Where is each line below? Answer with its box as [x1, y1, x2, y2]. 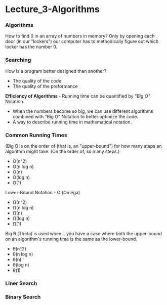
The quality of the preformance [12, 83, 78, 89]
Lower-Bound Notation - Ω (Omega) [5, 190, 80, 196]
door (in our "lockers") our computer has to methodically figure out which [5, 38, 159, 45]
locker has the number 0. [5, 44, 58, 50]
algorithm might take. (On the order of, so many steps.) [5, 148, 120, 155]
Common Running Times [5, 132, 67, 139]
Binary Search [5, 293, 41, 300]
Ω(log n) [12, 215, 30, 222]
